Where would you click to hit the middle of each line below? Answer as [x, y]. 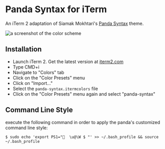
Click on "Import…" [33, 83]
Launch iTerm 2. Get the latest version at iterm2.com [68, 62]
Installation [23, 49]
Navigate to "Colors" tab [39, 72]
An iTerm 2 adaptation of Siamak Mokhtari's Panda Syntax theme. [75, 23]
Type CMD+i [26, 67]
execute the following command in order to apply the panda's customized [83, 122]
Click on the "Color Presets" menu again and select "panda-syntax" [84, 94]
